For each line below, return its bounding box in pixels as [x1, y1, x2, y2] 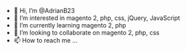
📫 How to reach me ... [13, 37, 78, 44]
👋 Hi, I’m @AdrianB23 [13, 7, 76, 14]
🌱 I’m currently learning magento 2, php [13, 21, 126, 29]
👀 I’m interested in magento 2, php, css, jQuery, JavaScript [13, 14, 180, 22]
